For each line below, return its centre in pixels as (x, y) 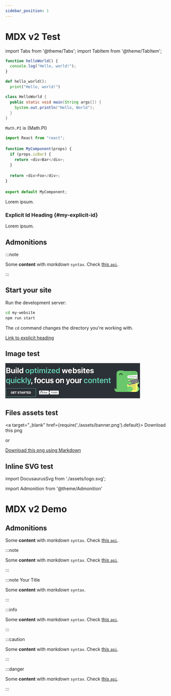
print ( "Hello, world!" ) (35, 87)
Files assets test (32, 413)
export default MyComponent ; (36, 192)
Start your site (29, 291)
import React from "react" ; (35, 138)
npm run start (20, 318)
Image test (22, 354)
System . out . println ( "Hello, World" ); (55, 107)
